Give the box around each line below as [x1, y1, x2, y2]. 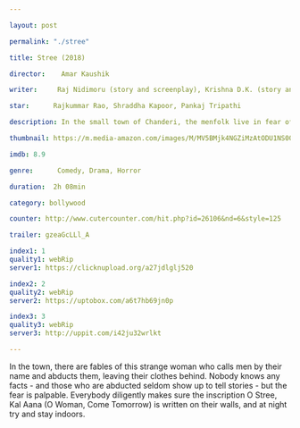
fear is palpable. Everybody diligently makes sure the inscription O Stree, [9, 390, 278, 400]
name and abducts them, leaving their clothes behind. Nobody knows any [9, 370, 280, 381]
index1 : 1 [9, 247, 46, 256]
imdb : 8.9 [9, 149, 46, 159]
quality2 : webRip [9, 288, 74, 297]
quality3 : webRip [9, 321, 74, 330]
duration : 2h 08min [9, 182, 87, 191]
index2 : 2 [9, 279, 46, 289]
